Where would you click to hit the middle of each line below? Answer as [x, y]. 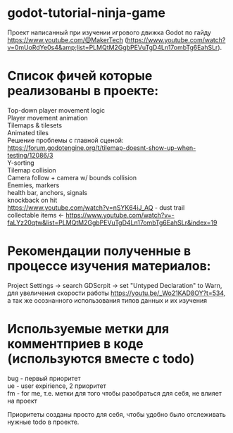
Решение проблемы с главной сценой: [65, 140]
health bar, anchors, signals [48, 192]
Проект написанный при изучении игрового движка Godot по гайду [109, 32]
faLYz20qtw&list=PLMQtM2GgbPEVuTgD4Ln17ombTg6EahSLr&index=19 [112, 222]
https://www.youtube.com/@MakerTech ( [67, 39]
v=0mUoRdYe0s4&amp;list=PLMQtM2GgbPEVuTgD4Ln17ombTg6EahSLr [113, 47]
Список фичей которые [80, 76]
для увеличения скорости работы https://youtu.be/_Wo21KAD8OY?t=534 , [116, 293]
